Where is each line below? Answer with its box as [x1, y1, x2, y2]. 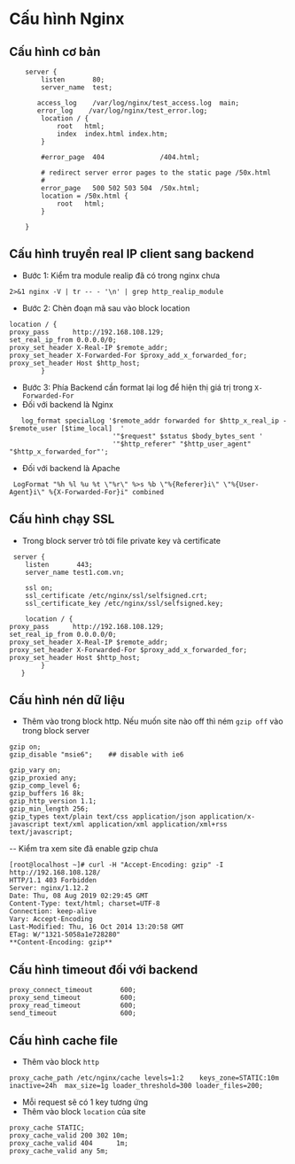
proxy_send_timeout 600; [9, 993, 137, 1003]
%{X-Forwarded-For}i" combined [48, 487, 165, 496]
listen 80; [41, 75, 105, 84]
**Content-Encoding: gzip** [9, 938, 113, 947]
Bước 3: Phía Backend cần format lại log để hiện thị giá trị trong [21, 382, 253, 392]
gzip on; [9, 742, 42, 752]
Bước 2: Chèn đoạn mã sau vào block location [21, 302, 190, 314]
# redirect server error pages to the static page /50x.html [41, 168, 272, 177]
